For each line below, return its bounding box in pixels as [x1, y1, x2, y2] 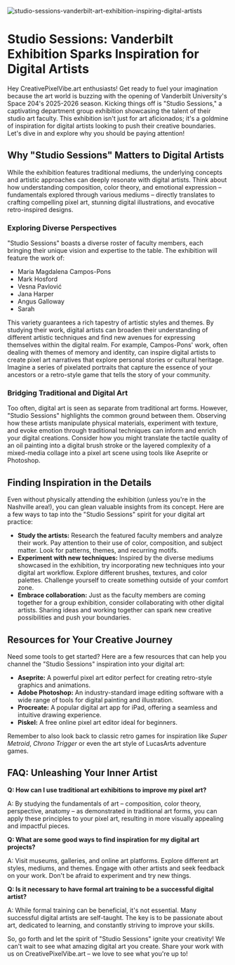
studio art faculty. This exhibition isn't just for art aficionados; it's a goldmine [7, 114, 229, 122]
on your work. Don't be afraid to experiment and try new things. [7, 871, 192, 879]
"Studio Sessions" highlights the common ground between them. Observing [7, 412, 227, 420]
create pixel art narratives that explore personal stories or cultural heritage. [7, 355, 224, 365]
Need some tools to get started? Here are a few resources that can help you [7, 652, 227, 660]
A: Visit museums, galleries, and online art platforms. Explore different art [7, 856, 219, 865]
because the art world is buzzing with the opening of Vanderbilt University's [7, 91, 227, 100]
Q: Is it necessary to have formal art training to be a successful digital [7, 885, 214, 893]
